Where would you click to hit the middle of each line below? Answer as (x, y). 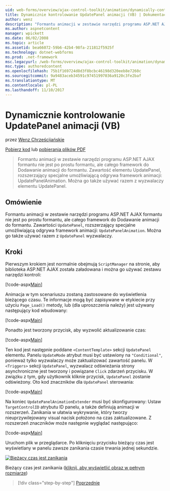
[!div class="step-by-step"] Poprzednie (59, 483)
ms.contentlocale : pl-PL (31, 85)
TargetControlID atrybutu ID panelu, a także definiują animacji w (72, 407)
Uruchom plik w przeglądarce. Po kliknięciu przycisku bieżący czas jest (80, 443)
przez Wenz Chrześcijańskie (35, 140)
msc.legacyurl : (21, 62)
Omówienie (24, 202)
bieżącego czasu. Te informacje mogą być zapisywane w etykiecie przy (80, 300)
